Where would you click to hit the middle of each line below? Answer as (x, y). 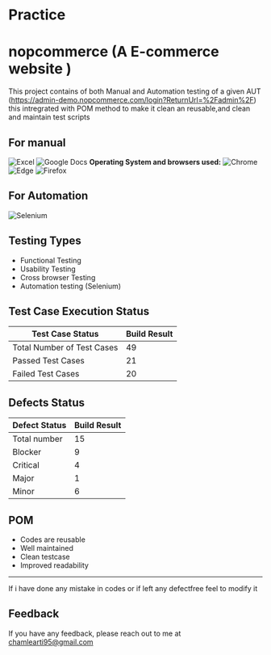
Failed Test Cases (46, 374)
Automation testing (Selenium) (71, 286)
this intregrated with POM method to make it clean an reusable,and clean (129, 109)
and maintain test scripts (49, 117)
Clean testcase (45, 556)
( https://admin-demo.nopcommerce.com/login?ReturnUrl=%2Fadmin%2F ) (132, 100)
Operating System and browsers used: (155, 162)
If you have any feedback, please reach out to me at (95, 633)
